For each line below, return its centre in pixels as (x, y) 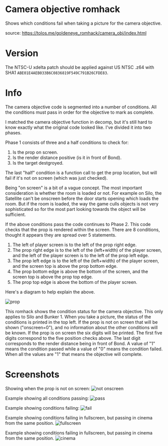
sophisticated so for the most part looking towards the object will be (75, 209)
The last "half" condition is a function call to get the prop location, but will (81, 173)
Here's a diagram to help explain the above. (50, 292)
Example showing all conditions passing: (47, 398)
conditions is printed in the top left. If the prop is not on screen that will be (81, 322)
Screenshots (32, 375)
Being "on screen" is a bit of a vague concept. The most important (74, 188)
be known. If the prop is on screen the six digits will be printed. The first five (84, 333)
